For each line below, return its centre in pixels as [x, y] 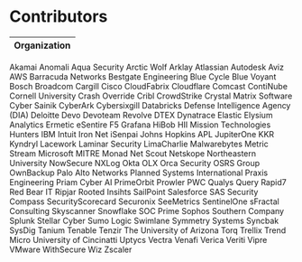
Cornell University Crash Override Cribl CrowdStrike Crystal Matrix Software [151, 96]
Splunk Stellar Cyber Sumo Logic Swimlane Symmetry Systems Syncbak [144, 220]
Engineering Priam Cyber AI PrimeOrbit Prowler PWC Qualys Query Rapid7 [148, 182]
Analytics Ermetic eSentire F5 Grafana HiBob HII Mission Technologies [140, 125]
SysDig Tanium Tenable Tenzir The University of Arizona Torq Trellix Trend [148, 230]
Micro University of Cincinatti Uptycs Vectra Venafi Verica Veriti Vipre [138, 239]
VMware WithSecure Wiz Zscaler [71, 249]
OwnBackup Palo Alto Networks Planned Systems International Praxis [139, 173]
